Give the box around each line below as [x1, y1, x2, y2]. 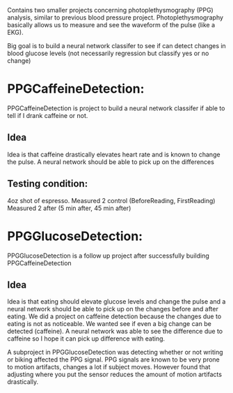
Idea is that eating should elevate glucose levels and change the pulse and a [7, 297, 226, 306]
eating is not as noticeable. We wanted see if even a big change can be [7, 320, 212, 328]
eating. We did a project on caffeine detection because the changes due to [7, 312, 222, 320]
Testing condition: [7, 178, 88, 190]
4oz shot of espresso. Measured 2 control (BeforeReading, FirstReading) [7, 196, 216, 205]
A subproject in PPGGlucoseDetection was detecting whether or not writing [7, 348, 224, 357]
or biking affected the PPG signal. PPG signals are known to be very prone [7, 355, 220, 364]
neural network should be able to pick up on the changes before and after [7, 305, 219, 313]
